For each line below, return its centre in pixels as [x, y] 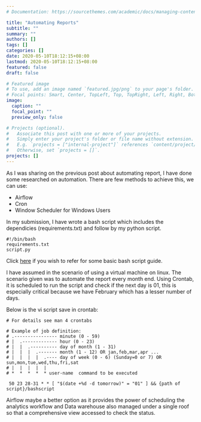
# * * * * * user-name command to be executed [72, 373]
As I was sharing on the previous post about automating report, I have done [99, 173]
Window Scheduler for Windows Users [63, 210]
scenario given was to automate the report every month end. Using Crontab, [100, 279]
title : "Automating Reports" [42, 23]
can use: [17, 185]
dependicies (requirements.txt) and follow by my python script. [84, 228]
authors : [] [21, 40]
